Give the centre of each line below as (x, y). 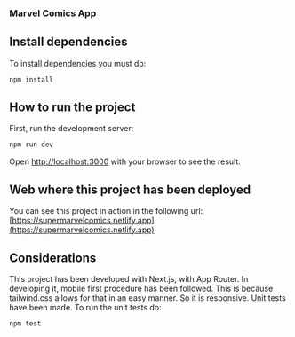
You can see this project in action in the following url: (106, 211)
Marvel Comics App (53, 13)
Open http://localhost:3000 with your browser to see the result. (125, 161)
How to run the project (72, 107)
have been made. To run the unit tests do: (85, 307)
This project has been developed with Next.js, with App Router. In (129, 278)
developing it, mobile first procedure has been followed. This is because (141, 288)
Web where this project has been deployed (130, 189)
